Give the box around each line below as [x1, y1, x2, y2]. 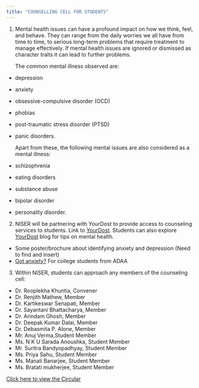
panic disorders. [14, 132, 56, 139]
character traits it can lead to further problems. [14, 50, 131, 58]
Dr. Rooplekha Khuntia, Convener [14, 286, 97, 294]
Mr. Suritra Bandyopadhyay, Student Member [14, 344, 127, 351]
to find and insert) [14, 250, 60, 258]
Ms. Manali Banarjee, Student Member [14, 357, 110, 364]
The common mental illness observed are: [14, 62, 119, 70]
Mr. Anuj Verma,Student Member [14, 332, 97, 339]
